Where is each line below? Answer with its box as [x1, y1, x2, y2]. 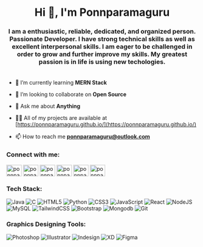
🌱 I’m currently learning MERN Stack [15, 79, 108, 86]
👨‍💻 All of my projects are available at [15, 114, 108, 122]
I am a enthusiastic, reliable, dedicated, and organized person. [8, 27, 196, 36]
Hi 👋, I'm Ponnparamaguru [34, 5, 170, 19]
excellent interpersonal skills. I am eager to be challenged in [12, 43, 193, 51]
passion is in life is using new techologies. [38, 58, 166, 66]
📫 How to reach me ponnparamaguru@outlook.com [15, 133, 150, 141]
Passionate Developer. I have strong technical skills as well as [9, 35, 196, 43]
